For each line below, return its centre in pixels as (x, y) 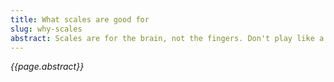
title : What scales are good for (80, 19)
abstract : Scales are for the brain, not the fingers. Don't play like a (167, 38)
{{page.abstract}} (47, 67)
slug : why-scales (46, 29)
